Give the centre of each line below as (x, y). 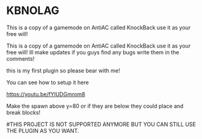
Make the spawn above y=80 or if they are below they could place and (95, 106)
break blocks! (23, 112)
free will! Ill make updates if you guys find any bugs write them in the (93, 52)
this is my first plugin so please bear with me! (63, 70)
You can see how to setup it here (48, 82)
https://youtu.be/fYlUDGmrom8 (46, 94)
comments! (20, 59)
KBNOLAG (33, 11)
